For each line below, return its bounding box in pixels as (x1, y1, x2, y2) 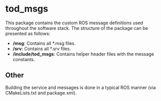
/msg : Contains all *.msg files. (12, 40, 76, 46)
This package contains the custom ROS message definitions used (5, 20, 144, 26)
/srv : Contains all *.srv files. (12, 45, 71, 52)
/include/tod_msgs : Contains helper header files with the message (12, 51, 154, 57)
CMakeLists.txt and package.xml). (5, 89, 77, 96)
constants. (12, 56, 35, 62)
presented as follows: (5, 30, 50, 36)
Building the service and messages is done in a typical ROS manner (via (5, 84, 156, 90)
